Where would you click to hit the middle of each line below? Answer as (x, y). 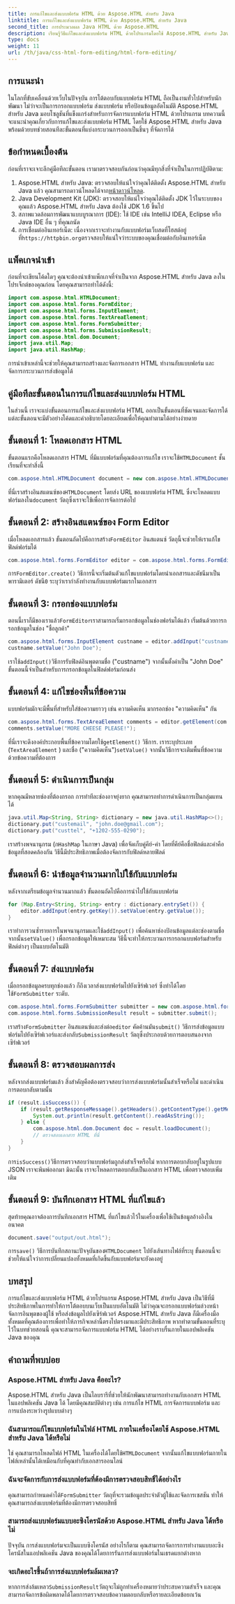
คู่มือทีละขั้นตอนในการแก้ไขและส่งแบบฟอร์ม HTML (97, 393)
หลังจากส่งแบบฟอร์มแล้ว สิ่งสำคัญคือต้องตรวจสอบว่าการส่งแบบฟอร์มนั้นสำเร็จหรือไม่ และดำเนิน (116, 1081)
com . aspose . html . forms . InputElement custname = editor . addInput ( (105, 642)
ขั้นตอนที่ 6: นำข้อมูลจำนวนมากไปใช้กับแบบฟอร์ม (92, 874)
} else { (33, 1122)
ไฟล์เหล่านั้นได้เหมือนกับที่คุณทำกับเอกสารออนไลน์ (65, 1461)
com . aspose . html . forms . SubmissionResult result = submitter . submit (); (113, 1013)
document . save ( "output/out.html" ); (60, 1238)
